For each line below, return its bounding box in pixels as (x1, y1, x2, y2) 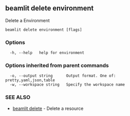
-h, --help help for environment (10, 50, 85, 55)
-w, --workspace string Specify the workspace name (10, 82, 125, 87)
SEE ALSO (5, 94, 31, 101)
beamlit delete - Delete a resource (12, 105, 84, 111)
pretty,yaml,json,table (5, 78, 55, 83)
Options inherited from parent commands (5, 62, 109, 69)
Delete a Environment (5, 17, 50, 23)
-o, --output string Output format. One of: (10, 73, 116, 79)
